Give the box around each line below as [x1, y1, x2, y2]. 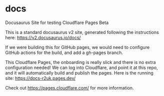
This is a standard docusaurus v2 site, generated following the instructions [5, 29, 159, 35]
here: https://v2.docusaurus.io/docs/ [5, 34, 81, 40]
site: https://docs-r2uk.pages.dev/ [5, 75, 76, 81]
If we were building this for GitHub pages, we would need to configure [5, 44, 150, 50]
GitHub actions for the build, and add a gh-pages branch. [5, 49, 123, 55]
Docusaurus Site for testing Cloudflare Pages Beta [5, 19, 109, 25]
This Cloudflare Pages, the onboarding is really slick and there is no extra [5, 59, 156, 65]
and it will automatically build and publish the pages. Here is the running [5, 69, 153, 75]
